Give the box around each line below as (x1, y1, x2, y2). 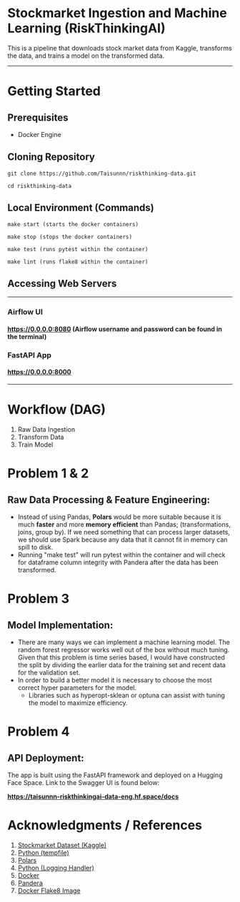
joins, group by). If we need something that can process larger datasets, (17, 527, 231, 536)
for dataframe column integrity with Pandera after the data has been (17, 558, 219, 567)
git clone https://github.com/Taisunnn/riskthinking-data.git (7, 170, 196, 177)
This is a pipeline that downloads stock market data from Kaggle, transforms (7, 44, 232, 52)
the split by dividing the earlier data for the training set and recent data (17, 660, 226, 669)
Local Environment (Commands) (7, 202, 155, 214)
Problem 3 (7, 591, 70, 607)
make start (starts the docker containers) (7, 221, 139, 228)
